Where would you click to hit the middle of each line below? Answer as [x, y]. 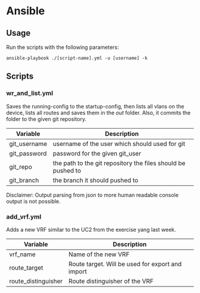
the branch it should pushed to [96, 180]
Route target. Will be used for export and [125, 264]
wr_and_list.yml [30, 93]
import [78, 271]
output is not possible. [33, 201]
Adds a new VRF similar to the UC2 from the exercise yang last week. [91, 229]
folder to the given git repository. [46, 119]
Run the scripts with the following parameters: [62, 47]
